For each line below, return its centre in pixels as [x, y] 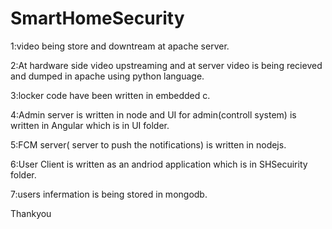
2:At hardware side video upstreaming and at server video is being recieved [166, 65]
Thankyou [31, 213]
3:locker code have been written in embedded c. [110, 95]
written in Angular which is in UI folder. [90, 125]
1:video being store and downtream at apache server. [120, 46]
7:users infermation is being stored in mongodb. [109, 194]
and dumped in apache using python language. [107, 76]
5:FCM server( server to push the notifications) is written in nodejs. [148, 144]
